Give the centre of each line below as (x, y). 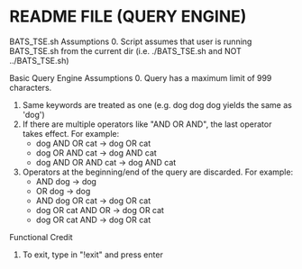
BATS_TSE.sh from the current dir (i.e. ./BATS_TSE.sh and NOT (125, 50)
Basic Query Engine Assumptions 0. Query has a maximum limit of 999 (141, 77)
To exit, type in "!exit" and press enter (93, 255)
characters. (31, 87)
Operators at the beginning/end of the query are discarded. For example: (158, 172)
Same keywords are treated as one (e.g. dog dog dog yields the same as (157, 104)
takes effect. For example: (71, 133)
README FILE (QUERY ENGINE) (128, 17)
